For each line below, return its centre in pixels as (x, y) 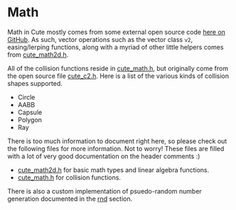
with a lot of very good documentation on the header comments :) (104, 156)
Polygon (30, 120)
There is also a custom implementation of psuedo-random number (105, 191)
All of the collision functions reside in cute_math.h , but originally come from (118, 68)
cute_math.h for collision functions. (69, 177)
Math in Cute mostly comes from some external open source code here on (117, 32)
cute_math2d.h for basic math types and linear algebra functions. (113, 170)
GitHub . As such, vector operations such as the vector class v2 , (100, 39)
